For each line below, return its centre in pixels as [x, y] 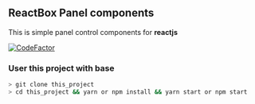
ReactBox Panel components [81, 13]
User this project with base [61, 68]
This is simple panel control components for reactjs [93, 32]
